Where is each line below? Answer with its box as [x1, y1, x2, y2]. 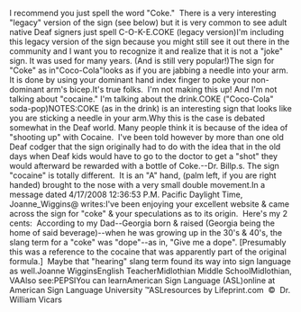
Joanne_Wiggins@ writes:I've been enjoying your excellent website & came [9, 199, 290, 209]
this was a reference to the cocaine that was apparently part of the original [9, 246, 287, 257]
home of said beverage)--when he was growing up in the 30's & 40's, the [9, 227, 282, 237]
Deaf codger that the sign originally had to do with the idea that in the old [9, 141, 281, 152]
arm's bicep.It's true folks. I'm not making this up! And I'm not [46, 85, 278, 94]
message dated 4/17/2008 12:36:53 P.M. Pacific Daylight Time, [9, 189, 243, 200]
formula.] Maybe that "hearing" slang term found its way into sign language [9, 256, 291, 266]
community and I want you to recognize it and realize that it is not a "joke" [9, 46, 284, 57]
